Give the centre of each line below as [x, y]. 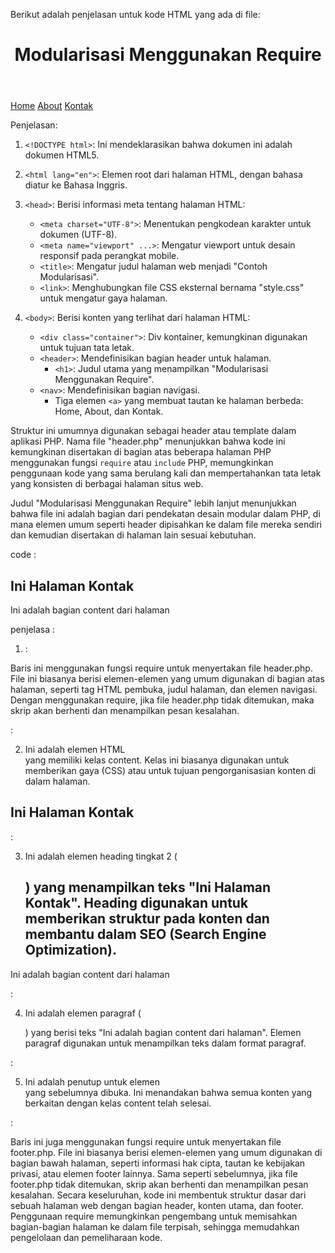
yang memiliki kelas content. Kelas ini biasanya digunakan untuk [157, 760]
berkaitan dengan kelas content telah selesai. [118, 1103]
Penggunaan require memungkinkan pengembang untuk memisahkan [154, 1216]
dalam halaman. [57, 781]
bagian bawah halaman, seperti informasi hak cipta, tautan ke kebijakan [158, 1163]
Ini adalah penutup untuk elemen [92, 1081]
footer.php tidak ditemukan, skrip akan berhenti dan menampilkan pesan [159, 1184]
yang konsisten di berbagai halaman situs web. [107, 484]
